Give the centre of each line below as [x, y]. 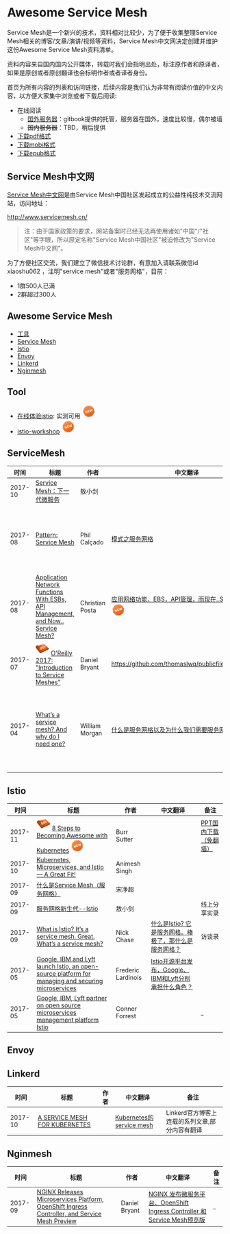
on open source [59, 1005]
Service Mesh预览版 [177, 1220]
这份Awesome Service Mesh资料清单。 [62, 49]
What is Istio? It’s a [63, 929]
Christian [93, 603]
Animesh [128, 864]
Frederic [128, 970]
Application [51, 577]
